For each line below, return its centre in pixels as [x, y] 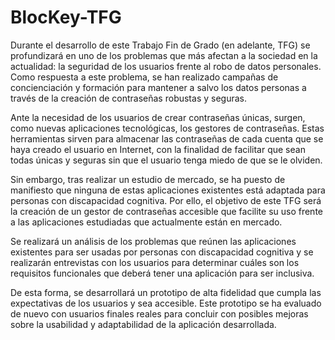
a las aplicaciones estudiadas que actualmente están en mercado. [146, 222]
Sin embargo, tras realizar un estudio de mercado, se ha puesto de [148, 179]
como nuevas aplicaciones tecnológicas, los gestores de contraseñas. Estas [167, 128]
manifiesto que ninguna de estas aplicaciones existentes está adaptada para [168, 190]
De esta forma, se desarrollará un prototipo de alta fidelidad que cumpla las [166, 292]
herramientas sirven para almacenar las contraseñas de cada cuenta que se [167, 138]
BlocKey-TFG [66, 17]
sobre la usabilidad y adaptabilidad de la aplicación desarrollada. [143, 324]
